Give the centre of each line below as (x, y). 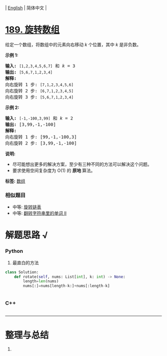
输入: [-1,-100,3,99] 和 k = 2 (39, 118)
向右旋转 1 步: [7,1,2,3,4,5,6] (39, 85)
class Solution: (22, 272)
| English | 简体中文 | (26, 8)
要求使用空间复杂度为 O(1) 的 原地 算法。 (54, 170)
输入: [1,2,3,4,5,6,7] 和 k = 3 (40, 66)
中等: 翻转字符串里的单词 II (40, 213)
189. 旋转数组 (32, 30)
